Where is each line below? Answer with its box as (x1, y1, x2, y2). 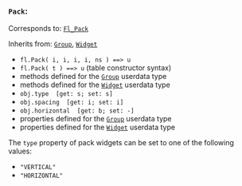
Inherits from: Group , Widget (8, 39, 98, 49)
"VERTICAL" (19, 164, 57, 172)
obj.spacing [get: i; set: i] (19, 98, 124, 107)
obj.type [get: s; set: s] (19, 90, 113, 98)
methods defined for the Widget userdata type (19, 80, 171, 89)
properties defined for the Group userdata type (19, 114, 173, 124)
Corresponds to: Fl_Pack (8, 24, 89, 34)
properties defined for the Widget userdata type (19, 122, 176, 133)
